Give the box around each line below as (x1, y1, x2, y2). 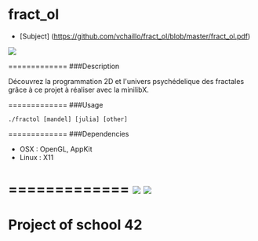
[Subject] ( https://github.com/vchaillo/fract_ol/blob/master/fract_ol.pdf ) (19, 31, 251, 41)
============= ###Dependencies (8, 129, 129, 138)
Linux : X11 (19, 152, 54, 162)
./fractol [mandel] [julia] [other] (8, 115, 128, 123)
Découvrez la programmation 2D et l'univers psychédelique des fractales (8, 76, 245, 86)
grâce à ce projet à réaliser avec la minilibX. (8, 85, 149, 94)
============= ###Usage (8, 100, 104, 109)
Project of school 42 (8, 216, 143, 234)
